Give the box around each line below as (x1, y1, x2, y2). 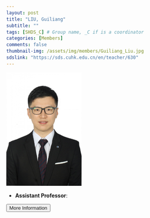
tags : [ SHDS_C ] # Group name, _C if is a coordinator (6, 29, 145, 35)
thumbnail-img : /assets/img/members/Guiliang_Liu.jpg (6, 48, 145, 54)
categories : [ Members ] (6, 35, 63, 42)
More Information (9, 205, 48, 211)
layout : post (6, 10, 39, 16)
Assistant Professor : (14, 191, 68, 199)
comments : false (6, 42, 47, 48)
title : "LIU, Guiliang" (6, 16, 66, 22)
